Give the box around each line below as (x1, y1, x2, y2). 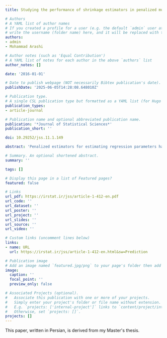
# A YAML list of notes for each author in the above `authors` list (5, 58, 153, 63)
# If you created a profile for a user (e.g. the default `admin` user (5, 25, 157, 30)
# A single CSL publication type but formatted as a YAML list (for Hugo (5, 99, 162, 104)
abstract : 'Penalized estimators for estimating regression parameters (5, 144, 157, 150)
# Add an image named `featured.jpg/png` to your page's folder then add (5, 263, 162, 268)
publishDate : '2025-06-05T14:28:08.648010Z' (5, 85, 99, 90)
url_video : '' (5, 226, 35, 232)
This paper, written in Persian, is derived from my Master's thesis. (5, 328, 140, 334)
